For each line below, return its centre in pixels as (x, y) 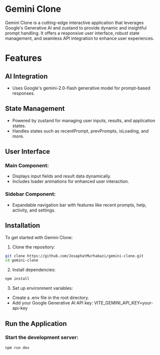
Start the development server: (42, 337)
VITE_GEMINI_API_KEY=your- (123, 303)
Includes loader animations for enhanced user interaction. (70, 181)
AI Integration (27, 76)
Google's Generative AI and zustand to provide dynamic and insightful (76, 27)
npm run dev (17, 348)
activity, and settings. (34, 210)
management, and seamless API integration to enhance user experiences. (80, 38)
